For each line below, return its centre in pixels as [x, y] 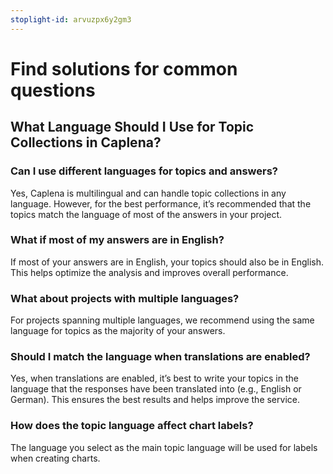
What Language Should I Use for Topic [132, 127]
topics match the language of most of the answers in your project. [146, 214]
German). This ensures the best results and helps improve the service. [155, 400]
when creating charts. [55, 458]
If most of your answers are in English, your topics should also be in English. [167, 262]
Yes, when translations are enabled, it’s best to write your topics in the [154, 378]
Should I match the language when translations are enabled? [160, 357]
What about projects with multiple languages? [125, 298]
